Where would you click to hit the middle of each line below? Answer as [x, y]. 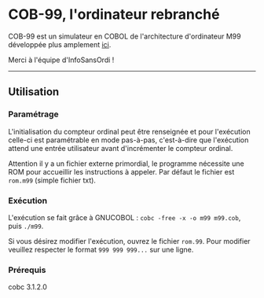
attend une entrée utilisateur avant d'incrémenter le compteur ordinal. [121, 148]
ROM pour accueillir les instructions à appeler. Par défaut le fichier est [121, 171]
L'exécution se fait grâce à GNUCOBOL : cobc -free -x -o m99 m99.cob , [125, 217]
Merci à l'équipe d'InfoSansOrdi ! [61, 60]
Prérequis [27, 270]
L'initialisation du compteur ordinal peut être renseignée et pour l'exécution [130, 131]
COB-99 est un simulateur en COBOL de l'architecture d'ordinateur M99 [125, 36]
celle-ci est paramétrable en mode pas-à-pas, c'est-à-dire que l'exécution [128, 140]
